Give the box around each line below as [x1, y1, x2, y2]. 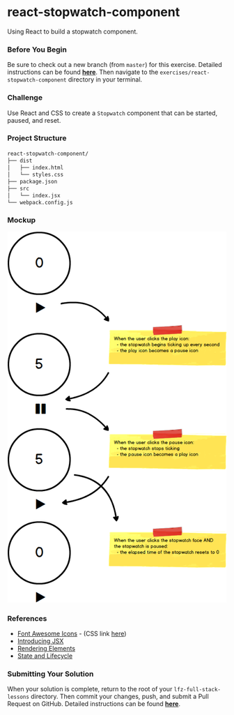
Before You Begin [7, 45, 68, 54]
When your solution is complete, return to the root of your [7, 685, 173, 693]
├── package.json [7, 178, 58, 185]
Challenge [7, 93, 43, 103]
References [7, 613, 47, 623]
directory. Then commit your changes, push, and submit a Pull [31, 692, 209, 701]
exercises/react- [159, 69, 210, 77]
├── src [7, 185, 30, 192]
